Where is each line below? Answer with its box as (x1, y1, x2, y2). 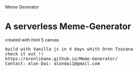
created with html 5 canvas (5, 37, 59, 43)
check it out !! (5, 51, 44, 57)
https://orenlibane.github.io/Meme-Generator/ (5, 56, 118, 61)
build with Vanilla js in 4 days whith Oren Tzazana (5, 46, 134, 52)
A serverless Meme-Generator (5, 21, 131, 32)
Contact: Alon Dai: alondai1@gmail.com (5, 60, 100, 66)
